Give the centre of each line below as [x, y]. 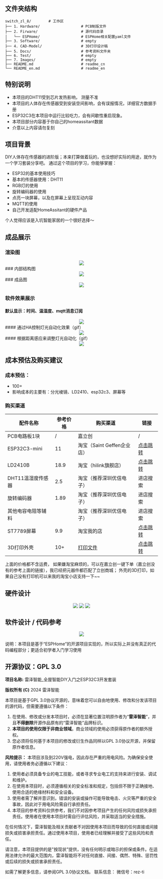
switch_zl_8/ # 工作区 [34, 21]
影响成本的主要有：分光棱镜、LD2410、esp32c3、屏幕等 [69, 392]
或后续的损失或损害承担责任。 [35, 861]
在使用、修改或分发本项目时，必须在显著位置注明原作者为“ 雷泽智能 [79, 716]
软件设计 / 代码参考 [33, 622]
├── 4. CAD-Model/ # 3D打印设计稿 [57, 46]
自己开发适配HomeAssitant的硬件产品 [49, 210]
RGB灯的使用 [25, 186]
